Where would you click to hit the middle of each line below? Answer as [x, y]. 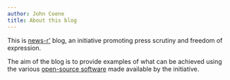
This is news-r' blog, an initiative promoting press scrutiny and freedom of [115, 40]
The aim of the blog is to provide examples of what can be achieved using [115, 61]
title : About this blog [42, 20]
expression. [24, 48]
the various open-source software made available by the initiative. [103, 69]
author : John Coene [36, 14]
